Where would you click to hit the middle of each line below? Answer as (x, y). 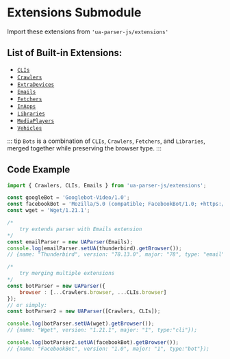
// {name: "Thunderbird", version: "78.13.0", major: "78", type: (104, 254)
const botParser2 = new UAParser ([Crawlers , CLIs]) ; (84, 311)
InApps (26, 106)
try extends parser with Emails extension (81, 229)
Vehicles (29, 128)
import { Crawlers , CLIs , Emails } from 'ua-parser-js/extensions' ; (107, 185)
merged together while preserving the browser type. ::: (85, 148)
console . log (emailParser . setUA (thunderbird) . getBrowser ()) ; (95, 248)
